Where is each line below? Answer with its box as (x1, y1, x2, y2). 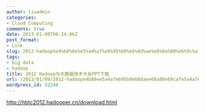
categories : (6, 15, 37, 21)
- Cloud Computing (6, 20, 53, 26)
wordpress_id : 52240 (6, 82, 59, 88)
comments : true (6, 25, 45, 32)
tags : (6, 54, 20, 60)
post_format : (6, 37, 40, 43)
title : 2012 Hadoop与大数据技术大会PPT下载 (6, 71, 110, 77)
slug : (6, 48, 20, 54)
